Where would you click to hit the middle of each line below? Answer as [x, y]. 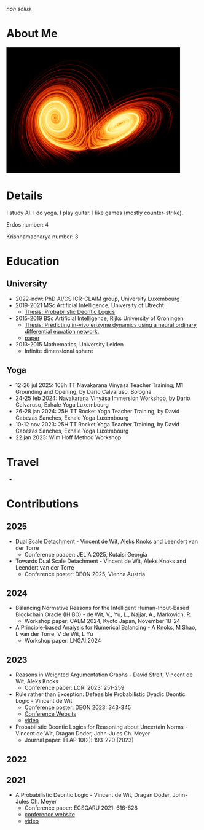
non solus [19, 9]
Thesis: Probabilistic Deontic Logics [70, 311]
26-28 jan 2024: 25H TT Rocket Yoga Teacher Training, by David [97, 411]
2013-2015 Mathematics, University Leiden [69, 344]
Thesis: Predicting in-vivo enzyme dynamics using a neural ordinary [111, 324]
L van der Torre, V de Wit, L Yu [54, 634]
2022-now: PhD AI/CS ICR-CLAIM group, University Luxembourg [97, 299]
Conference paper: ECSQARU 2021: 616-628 [81, 808]
